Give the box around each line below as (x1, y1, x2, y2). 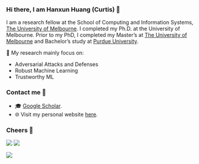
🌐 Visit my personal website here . (14, 111, 98, 118)
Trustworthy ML (14, 74, 54, 81)
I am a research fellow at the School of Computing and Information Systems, (6, 19, 194, 26)
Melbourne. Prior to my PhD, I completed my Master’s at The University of (6, 31, 188, 39)
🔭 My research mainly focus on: (6, 49, 85, 56)
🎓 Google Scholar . (14, 102, 63, 109)
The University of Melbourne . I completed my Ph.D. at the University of (6, 25, 181, 32)
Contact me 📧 (6, 89, 46, 97)
